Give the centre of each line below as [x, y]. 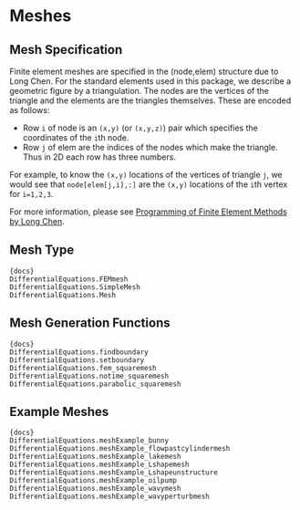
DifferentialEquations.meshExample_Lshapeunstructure [114, 473]
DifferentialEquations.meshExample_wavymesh [95, 489]
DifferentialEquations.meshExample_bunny [89, 441]
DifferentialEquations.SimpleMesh [75, 287]
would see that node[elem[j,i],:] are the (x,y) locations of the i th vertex [149, 184]
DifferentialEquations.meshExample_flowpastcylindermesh [120, 449]
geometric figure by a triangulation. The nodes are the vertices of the [139, 91]
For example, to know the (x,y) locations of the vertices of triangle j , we [146, 175]
